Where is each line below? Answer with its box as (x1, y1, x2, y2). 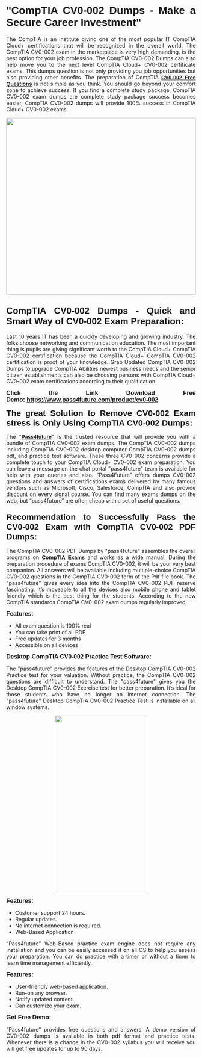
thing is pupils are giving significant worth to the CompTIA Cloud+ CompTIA (6, 345, 196, 353)
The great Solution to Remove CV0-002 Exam (6, 408, 196, 418)
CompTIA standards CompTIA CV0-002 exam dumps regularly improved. (6, 599, 188, 606)
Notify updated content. (14, 996, 75, 1003)
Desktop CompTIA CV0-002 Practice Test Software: (6, 653, 151, 660)
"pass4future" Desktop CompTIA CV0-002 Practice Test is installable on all (6, 697, 196, 705)
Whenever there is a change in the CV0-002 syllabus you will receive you (6, 1039, 196, 1046)
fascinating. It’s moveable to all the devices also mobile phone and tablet (6, 586, 196, 593)
